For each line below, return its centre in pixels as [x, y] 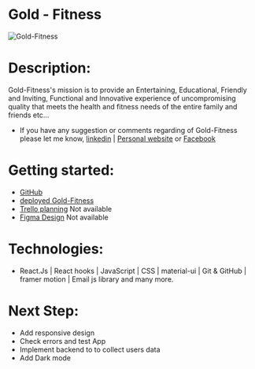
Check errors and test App [63, 341]
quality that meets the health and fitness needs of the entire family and [123, 106]
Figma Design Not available [64, 217]
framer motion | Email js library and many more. [96, 279]
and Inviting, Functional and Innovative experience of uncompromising [122, 98]
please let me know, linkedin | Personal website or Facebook [118, 138]
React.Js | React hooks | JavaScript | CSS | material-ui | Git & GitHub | [133, 271]
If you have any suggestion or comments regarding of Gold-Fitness [128, 130]
